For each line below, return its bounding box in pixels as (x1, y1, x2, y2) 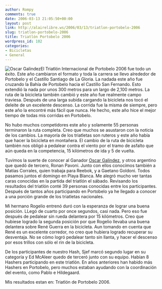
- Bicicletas (5, 48, 32, 53)
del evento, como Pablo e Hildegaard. (5, 269, 80, 276)
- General (5, 52, 25, 58)
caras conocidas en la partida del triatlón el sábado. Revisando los (5, 178, 138, 184)
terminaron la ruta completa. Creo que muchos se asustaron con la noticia (5, 127, 154, 133)
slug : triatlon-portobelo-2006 (5, 30, 69, 35)
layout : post (5, 21, 32, 26)
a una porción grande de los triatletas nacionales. (5, 194, 104, 200)
